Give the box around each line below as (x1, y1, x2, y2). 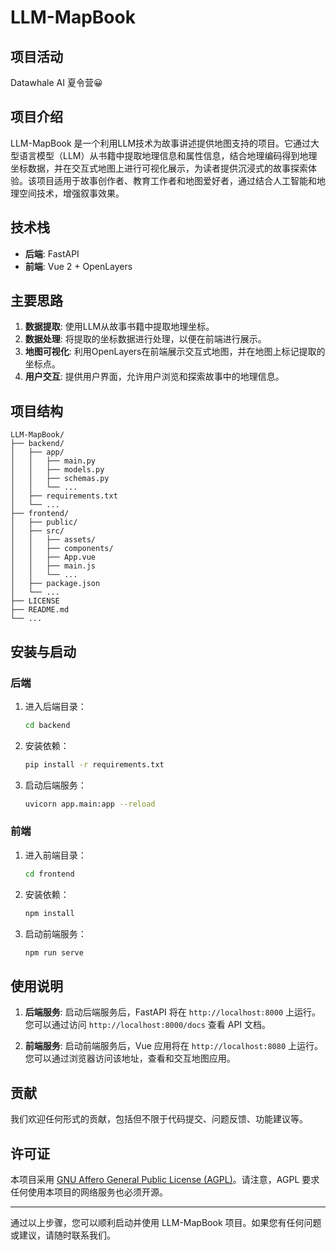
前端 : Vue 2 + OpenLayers (24, 260, 133, 272)
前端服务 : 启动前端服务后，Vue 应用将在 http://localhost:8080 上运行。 (24, 1040, 324, 1052)
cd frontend (24, 869, 75, 879)
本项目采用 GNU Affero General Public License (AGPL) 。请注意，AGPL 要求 (10, 1173, 320, 1185)
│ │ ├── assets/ (10, 535, 97, 545)
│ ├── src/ (10, 526, 65, 536)
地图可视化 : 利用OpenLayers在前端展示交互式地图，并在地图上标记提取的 (24, 346, 326, 358)
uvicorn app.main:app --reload (24, 799, 156, 809)
